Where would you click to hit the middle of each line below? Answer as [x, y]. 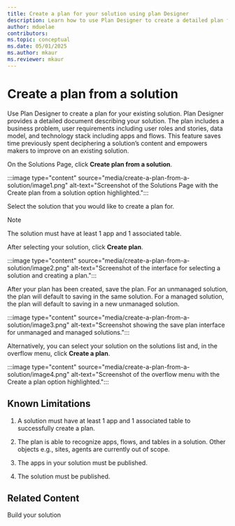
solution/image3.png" [38, 325]
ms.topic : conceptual [39, 40]
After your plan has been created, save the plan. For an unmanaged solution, [117, 289]
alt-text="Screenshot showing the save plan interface [148, 325]
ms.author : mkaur [33, 53]
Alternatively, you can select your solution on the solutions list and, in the [113, 346]
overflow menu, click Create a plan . [59, 353]
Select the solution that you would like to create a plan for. [91, 206]
